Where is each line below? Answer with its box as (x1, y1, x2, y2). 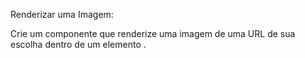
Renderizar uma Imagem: (10, 9, 114, 20)
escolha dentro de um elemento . (10, 39, 147, 50)
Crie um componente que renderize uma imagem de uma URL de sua (10, 28, 296, 39)
